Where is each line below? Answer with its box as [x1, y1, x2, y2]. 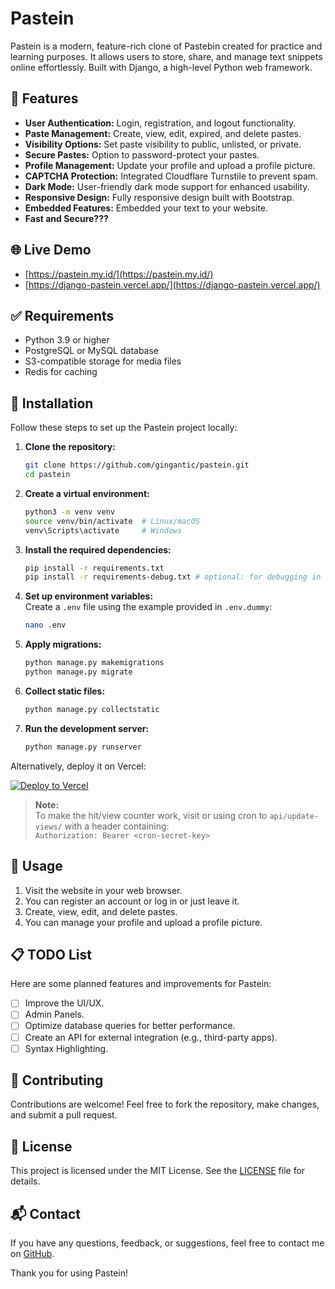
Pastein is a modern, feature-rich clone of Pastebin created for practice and [10, 40, 323, 52]
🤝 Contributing [10, 1072, 104, 1089]
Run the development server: [24, 722, 150, 734]
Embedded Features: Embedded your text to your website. [24, 202, 268, 214]
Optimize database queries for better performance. [24, 1020, 236, 1032]
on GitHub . [10, 1248, 55, 1260]
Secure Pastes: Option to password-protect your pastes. [24, 148, 260, 161]
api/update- [269, 811, 320, 821]
